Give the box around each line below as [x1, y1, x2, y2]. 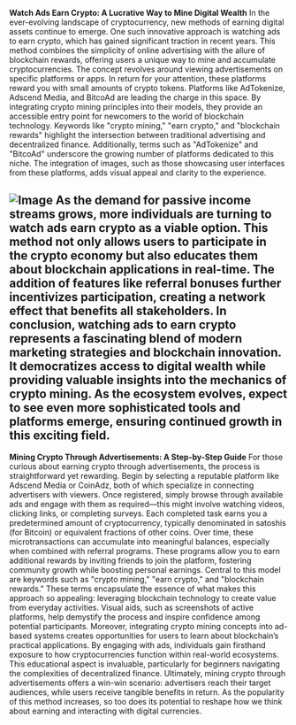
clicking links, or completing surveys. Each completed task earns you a [9, 508, 268, 519]
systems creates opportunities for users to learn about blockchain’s [34, 630, 279, 641]
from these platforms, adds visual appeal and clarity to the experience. [9, 167, 267, 178]
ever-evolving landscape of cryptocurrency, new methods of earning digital [9, 17, 285, 27]
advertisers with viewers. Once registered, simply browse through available [9, 489, 284, 499]
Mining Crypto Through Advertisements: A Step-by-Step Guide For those [9, 451, 284, 462]
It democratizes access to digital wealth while [9, 359, 267, 374]
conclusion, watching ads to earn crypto [9, 318, 237, 333]
